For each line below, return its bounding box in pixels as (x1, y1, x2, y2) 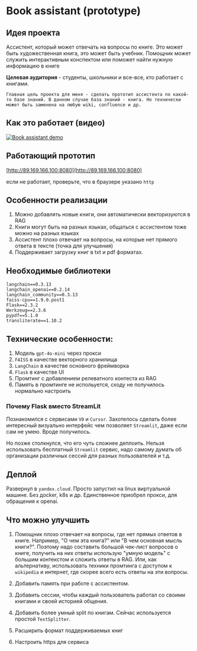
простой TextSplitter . (14, 615, 71, 623)
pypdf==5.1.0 (6, 313, 38, 319)
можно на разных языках (14, 230, 79, 237)
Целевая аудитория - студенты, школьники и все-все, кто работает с (6, 74, 183, 81)
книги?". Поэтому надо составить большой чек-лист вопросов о (14, 543, 179, 550)
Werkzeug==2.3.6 (6, 307, 46, 313)
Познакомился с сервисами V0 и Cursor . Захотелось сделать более (6, 416, 177, 423)
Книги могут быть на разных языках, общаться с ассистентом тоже (14, 223, 187, 230)
